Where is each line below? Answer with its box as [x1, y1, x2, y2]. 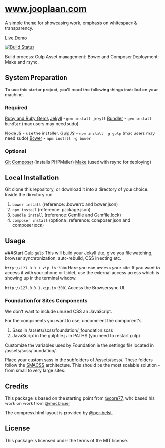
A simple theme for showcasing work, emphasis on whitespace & [5, 20, 137, 26]
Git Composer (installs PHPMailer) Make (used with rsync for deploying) [5, 159, 152, 165]
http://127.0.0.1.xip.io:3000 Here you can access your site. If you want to [5, 265, 160, 270]
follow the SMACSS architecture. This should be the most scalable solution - [5, 362, 160, 368]
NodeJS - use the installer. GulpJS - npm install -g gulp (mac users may [5, 130, 155, 136]
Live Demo [5, 35, 27, 41]
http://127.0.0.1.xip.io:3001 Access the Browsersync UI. [5, 284, 126, 290]
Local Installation [5, 173, 59, 181]
